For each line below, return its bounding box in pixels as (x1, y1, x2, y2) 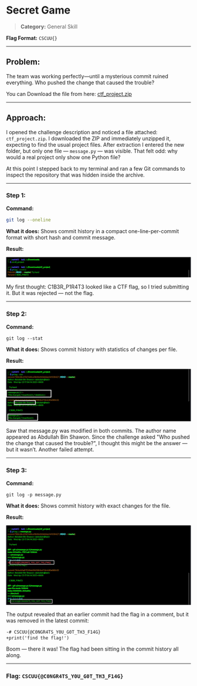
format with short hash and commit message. (6, 234, 116, 241)
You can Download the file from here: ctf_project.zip (6, 90, 132, 97)
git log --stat (6, 335, 43, 342)
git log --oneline (6, 217, 51, 223)
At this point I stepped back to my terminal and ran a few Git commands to (6, 165, 186, 172)
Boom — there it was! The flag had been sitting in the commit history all (6, 645, 179, 652)
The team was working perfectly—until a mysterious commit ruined (6, 72, 169, 79)
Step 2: (6, 310, 28, 318)
